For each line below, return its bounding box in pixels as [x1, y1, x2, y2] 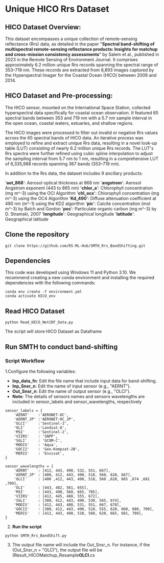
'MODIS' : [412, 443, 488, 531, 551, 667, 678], [14, 502, 121, 507]
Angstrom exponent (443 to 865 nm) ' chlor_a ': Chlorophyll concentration [5, 185, 153, 191]
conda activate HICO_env [5, 293, 56, 299]
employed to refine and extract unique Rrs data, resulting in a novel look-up [5, 140, 158, 146]
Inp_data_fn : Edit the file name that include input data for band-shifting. [12, 378, 157, 383]
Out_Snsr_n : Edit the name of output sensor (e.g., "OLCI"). [12, 388, 131, 394]
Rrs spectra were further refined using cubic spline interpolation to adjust [5, 150, 153, 156]
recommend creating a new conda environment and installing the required [5, 275, 155, 281]
